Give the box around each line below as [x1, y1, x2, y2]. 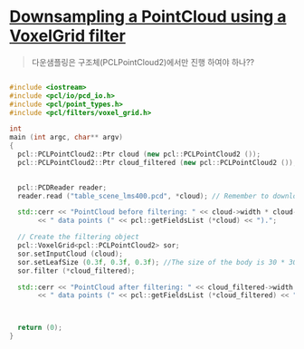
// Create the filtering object [17, 233, 140, 242]
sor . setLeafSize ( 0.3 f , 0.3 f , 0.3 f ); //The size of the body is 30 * [17, 257, 285, 267]
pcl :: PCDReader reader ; [17, 183, 107, 192]
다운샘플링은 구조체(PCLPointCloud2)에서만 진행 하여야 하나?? [31, 56, 255, 67]
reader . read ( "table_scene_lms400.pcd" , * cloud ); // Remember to [17, 191, 270, 200]
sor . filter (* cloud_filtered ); [17, 266, 136, 276]
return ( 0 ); [17, 324, 63, 333]
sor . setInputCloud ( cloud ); [17, 249, 124, 258]
